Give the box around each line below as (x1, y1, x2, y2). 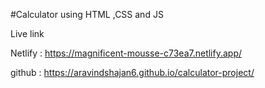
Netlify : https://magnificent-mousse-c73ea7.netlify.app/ (10, 47, 243, 59)
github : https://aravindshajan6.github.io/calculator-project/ (10, 67, 255, 78)
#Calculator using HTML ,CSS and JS (10, 9, 164, 20)
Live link (10, 28, 45, 39)
